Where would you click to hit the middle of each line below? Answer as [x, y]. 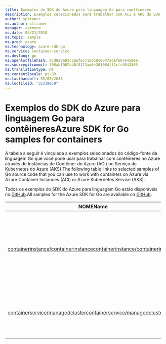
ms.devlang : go [21, 56]
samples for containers [54, 139]
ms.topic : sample [23, 38]
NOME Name [93, 206]
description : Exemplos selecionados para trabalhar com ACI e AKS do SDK [83, 14]
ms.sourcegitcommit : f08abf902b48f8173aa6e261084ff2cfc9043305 [72, 65]
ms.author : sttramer [26, 24]
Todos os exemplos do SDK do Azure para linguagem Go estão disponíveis [81, 189]
